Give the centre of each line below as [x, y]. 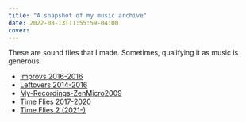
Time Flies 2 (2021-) [52, 110]
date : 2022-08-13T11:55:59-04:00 [63, 23]
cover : [19, 30]
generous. [25, 61]
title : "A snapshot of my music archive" [78, 15]
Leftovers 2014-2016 [54, 85]
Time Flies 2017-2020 [55, 102]
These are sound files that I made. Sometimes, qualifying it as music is [123, 53]
